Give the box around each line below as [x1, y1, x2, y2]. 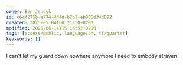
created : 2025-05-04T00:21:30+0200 [6, 19, 94, 25]
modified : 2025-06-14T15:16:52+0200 [6, 25, 96, 31]
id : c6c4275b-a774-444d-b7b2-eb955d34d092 [6, 14, 112, 20]
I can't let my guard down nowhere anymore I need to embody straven [6, 53, 177, 59]
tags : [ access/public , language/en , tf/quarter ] [6, 31, 128, 37]
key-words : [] [6, 36, 41, 42]
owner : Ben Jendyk [6, 8, 51, 15]
